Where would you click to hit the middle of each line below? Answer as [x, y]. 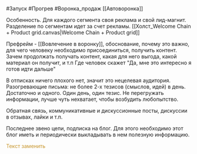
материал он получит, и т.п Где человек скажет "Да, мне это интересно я [99, 63]
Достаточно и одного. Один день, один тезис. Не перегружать [85, 93]
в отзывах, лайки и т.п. [34, 117]
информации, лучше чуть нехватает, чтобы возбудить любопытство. [92, 99]
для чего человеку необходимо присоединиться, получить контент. [92, 50]
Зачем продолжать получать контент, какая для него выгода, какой [92, 56]
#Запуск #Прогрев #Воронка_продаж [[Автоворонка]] [75, 9]
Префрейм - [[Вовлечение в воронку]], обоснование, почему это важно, [98, 44]
